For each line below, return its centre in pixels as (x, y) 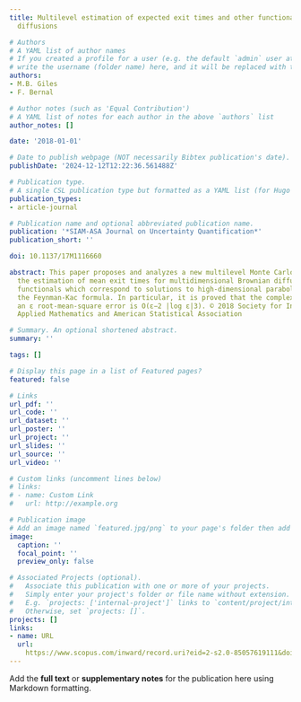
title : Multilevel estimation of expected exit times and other (132, 18)
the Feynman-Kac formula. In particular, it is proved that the (140, 297)
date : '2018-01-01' (46, 141)
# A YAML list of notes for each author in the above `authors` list (142, 117)
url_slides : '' (38, 445)
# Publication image (48, 520)
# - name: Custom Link (52, 496)
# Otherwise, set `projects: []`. (77, 611)
